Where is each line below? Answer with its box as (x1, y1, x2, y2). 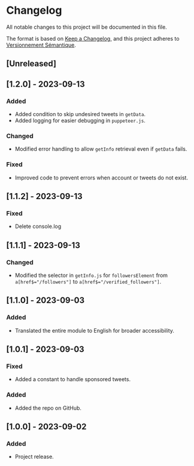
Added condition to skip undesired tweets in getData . (14, 111, 145, 118)
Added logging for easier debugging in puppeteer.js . (14, 117, 145, 124)
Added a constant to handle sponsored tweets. (14, 376, 131, 383)
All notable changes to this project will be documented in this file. (6, 23, 168, 31)
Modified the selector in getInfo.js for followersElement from (14, 272, 168, 279)
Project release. (14, 453, 54, 461)
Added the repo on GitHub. (14, 404, 82, 412)
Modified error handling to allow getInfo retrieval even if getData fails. (14, 145, 187, 153)
